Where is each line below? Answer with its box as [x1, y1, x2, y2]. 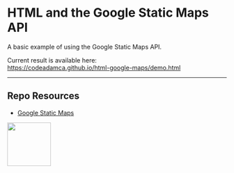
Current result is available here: [7, 56, 97, 64]
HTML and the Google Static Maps [7, 5, 209, 21]
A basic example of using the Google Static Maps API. [7, 42, 162, 51]
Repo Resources [7, 90, 80, 102]
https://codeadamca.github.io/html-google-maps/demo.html [7, 63, 181, 72]
